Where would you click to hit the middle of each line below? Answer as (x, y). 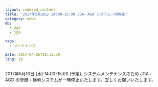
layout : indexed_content (30, 10)
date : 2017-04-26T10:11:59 (33, 54)
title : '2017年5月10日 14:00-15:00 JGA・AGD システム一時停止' (67, 14)
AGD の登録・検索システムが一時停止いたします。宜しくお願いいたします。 (80, 80)
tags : (11, 41)
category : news (21, 19)
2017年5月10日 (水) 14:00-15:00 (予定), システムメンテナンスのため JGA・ (79, 73)
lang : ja (14, 59)
